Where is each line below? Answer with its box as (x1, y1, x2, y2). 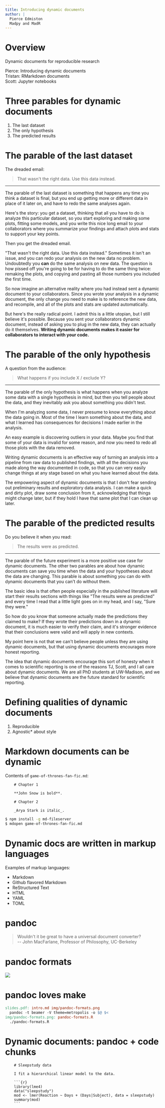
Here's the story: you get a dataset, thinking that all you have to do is (5, 210, 144, 216)
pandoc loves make (5, 989, 86, 1001)
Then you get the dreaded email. (5, 241, 71, 247)
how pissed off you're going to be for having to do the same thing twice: (5, 266, 151, 272)
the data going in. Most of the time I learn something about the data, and (5, 414, 152, 420)
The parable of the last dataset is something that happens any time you (5, 190, 149, 196)
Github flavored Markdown (12, 879, 67, 885)
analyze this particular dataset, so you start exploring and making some (5, 215, 150, 222)
